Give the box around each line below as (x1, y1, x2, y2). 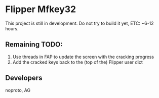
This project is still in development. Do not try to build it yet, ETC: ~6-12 (5, 20, 154, 26)
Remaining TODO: (5, 40, 63, 49)
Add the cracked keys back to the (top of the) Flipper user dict (12, 59, 143, 65)
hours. (5, 25, 19, 31)
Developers (5, 74, 43, 82)
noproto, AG (5, 87, 31, 93)
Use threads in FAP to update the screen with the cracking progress (12, 54, 154, 60)
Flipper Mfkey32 (5, 4, 76, 15)
